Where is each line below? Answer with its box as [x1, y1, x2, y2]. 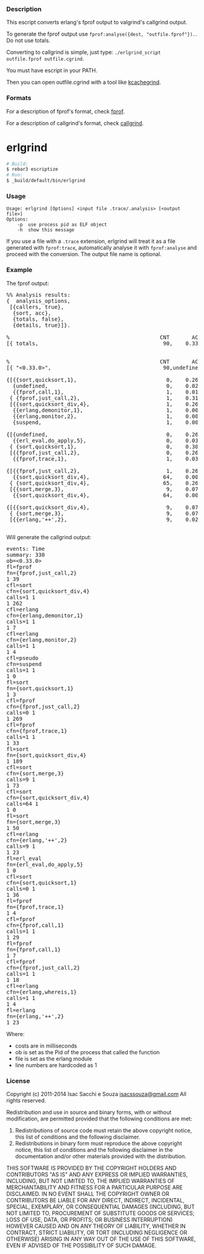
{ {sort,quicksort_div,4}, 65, [9, 479, 173, 486]
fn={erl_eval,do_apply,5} [6, 861, 84, 868]
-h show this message [17, 227, 75, 233]
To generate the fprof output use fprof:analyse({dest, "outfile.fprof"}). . [6, 30, 197, 38]
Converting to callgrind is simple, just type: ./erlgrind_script [6, 49, 161, 56]
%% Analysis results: [6, 291, 71, 298]
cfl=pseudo [6, 655, 39, 661]
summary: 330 [6, 551, 46, 558]
